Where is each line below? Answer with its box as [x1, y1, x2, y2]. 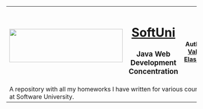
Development [130, 58, 177, 67]
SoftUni [131, 24, 176, 40]
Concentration [129, 67, 178, 76]
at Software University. [9, 92, 74, 101]
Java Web [136, 50, 171, 59]
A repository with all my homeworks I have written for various [9, 85, 183, 93]
